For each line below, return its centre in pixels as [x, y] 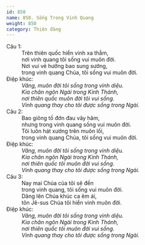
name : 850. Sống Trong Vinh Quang [50, 18]
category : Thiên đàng [34, 29]
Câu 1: [14, 47]
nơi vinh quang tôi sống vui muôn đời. [69, 59]
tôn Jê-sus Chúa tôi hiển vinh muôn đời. [72, 203]
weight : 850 [21, 23]
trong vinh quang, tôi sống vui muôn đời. [72, 190]
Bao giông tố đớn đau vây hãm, [61, 118]
